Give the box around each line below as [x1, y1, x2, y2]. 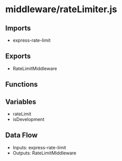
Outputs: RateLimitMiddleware [12, 150, 77, 156]
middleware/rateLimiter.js [5, 4, 117, 15]
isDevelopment [12, 116, 44, 122]
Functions [5, 80, 38, 89]
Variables [5, 98, 37, 106]
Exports [5, 52, 31, 60]
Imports [5, 24, 31, 33]
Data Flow [5, 131, 38, 140]
